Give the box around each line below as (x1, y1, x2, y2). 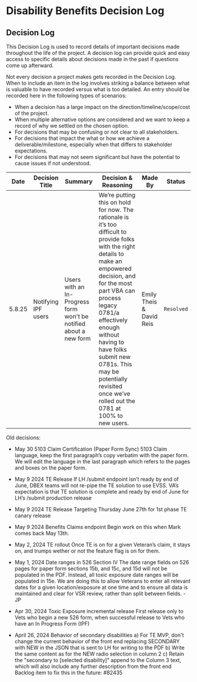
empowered (98, 265, 132, 272)
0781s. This (98, 360, 133, 368)
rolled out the (98, 397, 135, 405)
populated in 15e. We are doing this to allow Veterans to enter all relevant (14, 578, 191, 584)
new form (64, 334, 91, 342)
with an (64, 283, 85, 291)
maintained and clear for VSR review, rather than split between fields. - (14, 590, 186, 597)
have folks (98, 345, 127, 354)
